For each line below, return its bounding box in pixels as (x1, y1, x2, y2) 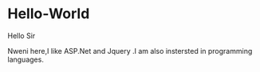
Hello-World (7, 5, 90, 23)
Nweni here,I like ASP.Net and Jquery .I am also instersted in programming (7, 46, 253, 55)
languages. (7, 55, 45, 64)
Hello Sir (7, 31, 36, 40)
